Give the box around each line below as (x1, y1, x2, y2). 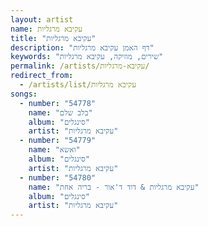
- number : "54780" (19, 172, 97, 183)
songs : (10, 89, 38, 99)
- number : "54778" (19, 98, 97, 108)
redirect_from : (10, 71, 74, 81)
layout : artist (10, 14, 74, 25)
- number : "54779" (19, 136, 97, 146)
